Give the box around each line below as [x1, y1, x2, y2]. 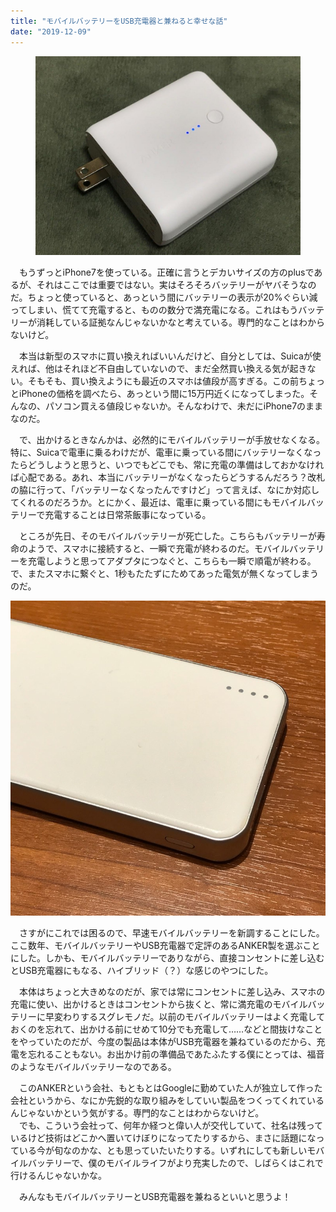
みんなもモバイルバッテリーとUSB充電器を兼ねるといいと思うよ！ [18, 1190, 292, 1202]
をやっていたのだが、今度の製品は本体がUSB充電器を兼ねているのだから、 [10, 1035, 317, 1047]
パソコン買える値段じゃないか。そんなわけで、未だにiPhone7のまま [44, 400, 324, 412]
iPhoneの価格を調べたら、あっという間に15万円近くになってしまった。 [18, 387, 310, 399]
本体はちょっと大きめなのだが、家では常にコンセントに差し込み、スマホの [18, 985, 326, 997]
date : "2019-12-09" [10, 26, 92, 37]
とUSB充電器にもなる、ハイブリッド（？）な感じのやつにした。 [10, 964, 274, 976]
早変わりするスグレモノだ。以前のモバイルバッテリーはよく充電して [44, 1010, 326, 1022]
